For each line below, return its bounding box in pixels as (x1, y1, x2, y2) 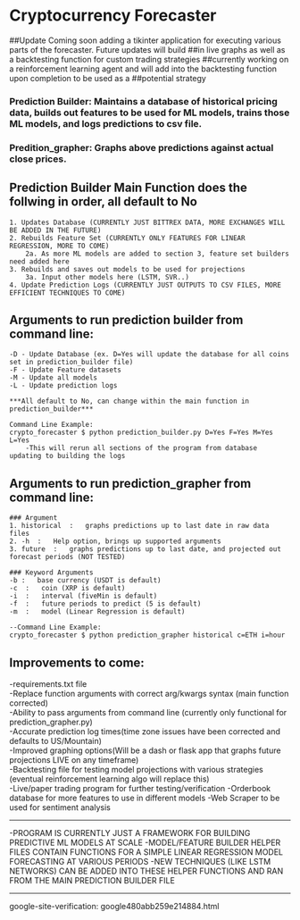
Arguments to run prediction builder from (9, 312, 244, 327)
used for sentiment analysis (9, 802, 112, 813)
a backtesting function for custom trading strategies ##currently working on (9, 54, 289, 64)
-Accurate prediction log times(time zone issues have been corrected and (9, 726, 281, 737)
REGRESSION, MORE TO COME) (9, 241, 110, 250)
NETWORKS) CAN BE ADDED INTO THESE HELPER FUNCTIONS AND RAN (9, 866, 284, 876)
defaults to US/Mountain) (9, 736, 103, 747)
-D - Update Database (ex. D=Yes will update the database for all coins (9, 350, 290, 359)
